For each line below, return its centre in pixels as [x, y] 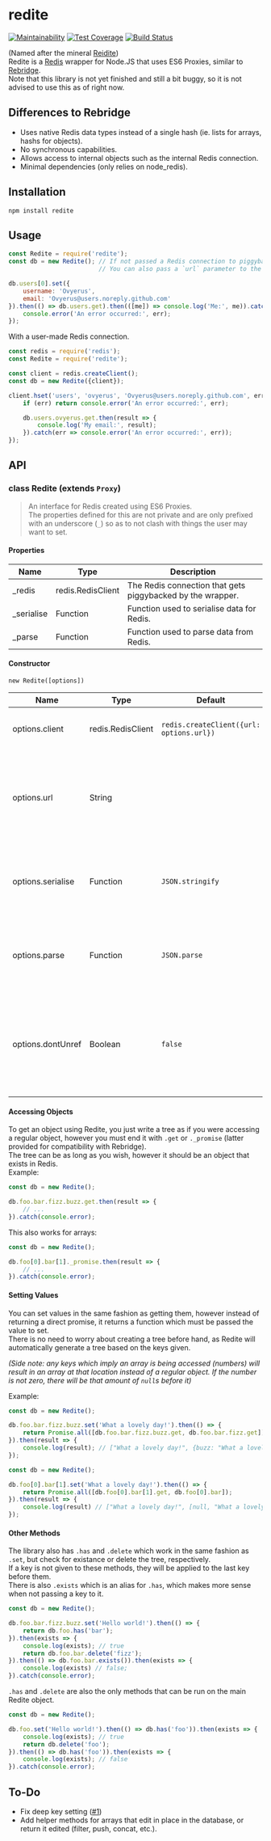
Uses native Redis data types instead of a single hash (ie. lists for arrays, [141, 132]
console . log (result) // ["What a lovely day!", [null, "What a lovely [144, 1507]
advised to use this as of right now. [67, 87]
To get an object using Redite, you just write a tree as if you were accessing [134, 1130]
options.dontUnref [47, 1045]
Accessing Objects [41, 1111]
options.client [38, 729]
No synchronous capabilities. [69, 149]
